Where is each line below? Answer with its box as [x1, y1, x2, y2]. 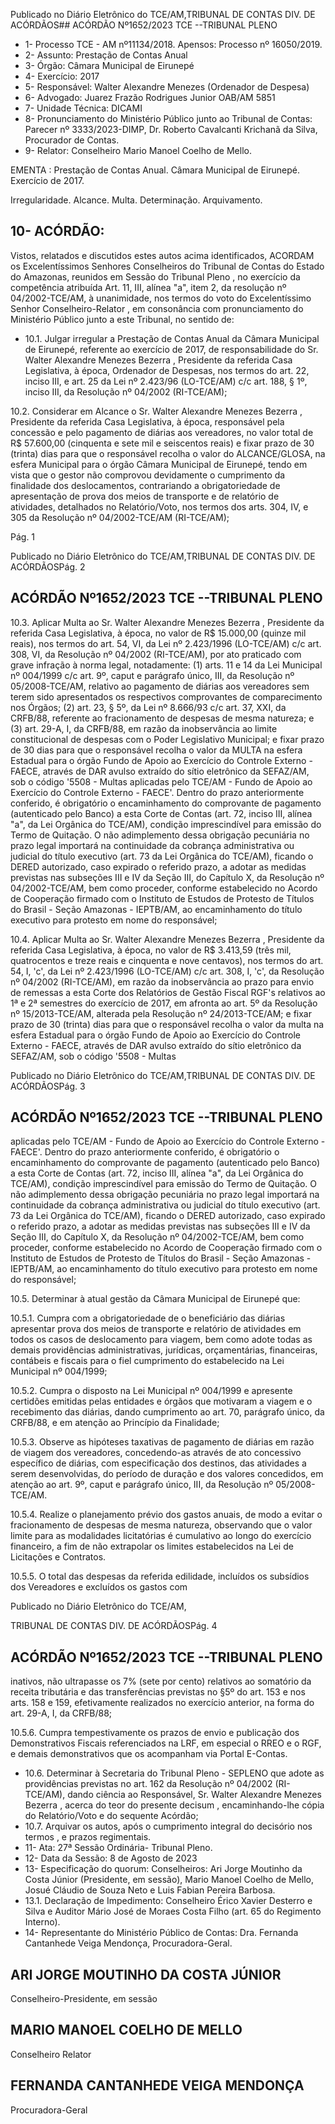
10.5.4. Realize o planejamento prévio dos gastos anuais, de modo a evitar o [10, 1509, 323, 1521]
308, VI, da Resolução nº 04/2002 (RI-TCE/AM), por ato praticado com [10, 648, 302, 660]
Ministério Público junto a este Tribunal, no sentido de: [10, 313, 235, 325]
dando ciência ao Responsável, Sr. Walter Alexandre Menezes [67, 1789, 322, 1801]
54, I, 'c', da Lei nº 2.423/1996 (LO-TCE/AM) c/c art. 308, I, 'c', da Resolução [10, 965, 325, 977]
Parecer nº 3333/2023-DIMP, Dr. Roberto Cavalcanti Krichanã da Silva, [24, 124, 318, 135]
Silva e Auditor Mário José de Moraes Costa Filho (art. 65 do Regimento [24, 1905, 322, 1918]
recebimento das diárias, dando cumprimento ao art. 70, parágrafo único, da [10, 1406, 325, 1418]
